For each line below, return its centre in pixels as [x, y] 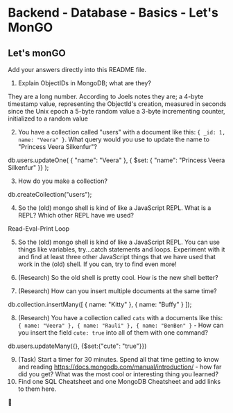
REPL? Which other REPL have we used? [76, 215]
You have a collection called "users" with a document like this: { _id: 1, [122, 132]
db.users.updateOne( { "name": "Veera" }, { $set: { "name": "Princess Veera [116, 160]
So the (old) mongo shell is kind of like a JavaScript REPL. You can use [119, 242]
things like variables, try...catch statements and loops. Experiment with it [121, 249]
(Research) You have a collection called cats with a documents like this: [120, 318]
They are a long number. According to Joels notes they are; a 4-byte [106, 96]
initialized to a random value [48, 118]
